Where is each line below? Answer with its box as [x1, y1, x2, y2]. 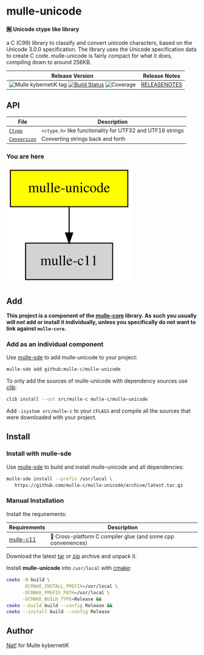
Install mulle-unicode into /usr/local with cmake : [6, 565, 132, 572]
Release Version [51, 72, 94, 80]
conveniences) [50, 539, 88, 546]
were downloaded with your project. [6, 414, 97, 421]
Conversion [8, 137, 36, 143]
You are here [6, 152, 44, 160]
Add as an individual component [6, 340, 104, 348]
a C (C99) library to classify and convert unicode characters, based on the [6, 39, 192, 47]
